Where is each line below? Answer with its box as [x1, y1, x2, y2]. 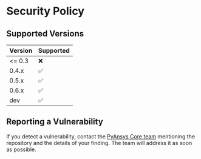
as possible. [6, 146, 36, 153]
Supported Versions [6, 29, 84, 39]
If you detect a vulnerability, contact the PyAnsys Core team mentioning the [6, 132, 196, 140]
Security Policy [6, 4, 85, 18]
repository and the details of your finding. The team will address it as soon [6, 139, 192, 146]
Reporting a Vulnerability [6, 117, 103, 127]
